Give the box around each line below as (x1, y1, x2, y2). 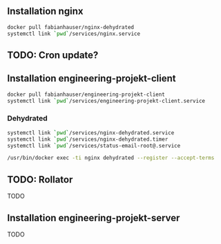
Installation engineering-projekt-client (7, 72, 176, 85)
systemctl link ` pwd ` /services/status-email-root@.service (7, 142, 181, 149)
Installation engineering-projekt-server (7, 212, 180, 223)
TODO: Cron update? (7, 49, 99, 61)
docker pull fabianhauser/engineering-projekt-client (7, 91, 166, 98)
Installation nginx (7, 6, 84, 17)
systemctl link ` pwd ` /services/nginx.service (7, 30, 140, 37)
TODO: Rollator (7, 174, 73, 185)
